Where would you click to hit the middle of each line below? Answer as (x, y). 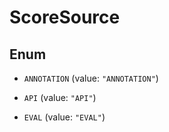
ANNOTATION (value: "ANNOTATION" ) (91, 78)
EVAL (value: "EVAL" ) (64, 117)
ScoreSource (65, 17)
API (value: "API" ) (60, 97)
